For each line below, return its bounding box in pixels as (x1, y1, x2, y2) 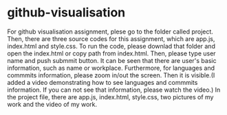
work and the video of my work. (7, 100, 98, 108)
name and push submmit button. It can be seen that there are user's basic (7, 56, 217, 64)
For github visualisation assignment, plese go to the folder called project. (7, 27, 213, 36)
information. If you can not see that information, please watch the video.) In (7, 86, 221, 94)
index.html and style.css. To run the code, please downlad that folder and (7, 42, 215, 50)
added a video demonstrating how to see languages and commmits (7, 78, 198, 86)
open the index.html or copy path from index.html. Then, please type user (7, 49, 216, 57)
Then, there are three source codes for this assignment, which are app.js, (7, 34, 215, 42)
